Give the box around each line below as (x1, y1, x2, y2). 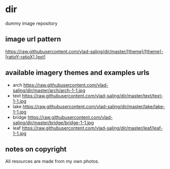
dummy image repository (5, 20, 58, 26)
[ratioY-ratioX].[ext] (5, 54, 46, 60)
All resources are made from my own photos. (5, 158, 99, 164)
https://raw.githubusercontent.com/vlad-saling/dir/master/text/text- (22, 93, 163, 99)
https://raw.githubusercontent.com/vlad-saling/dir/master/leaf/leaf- (22, 125, 163, 131)
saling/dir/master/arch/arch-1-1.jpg (12, 87, 85, 93)
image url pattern (5, 35, 61, 44)
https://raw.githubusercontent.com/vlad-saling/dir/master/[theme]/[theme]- (5, 48, 163, 54)
